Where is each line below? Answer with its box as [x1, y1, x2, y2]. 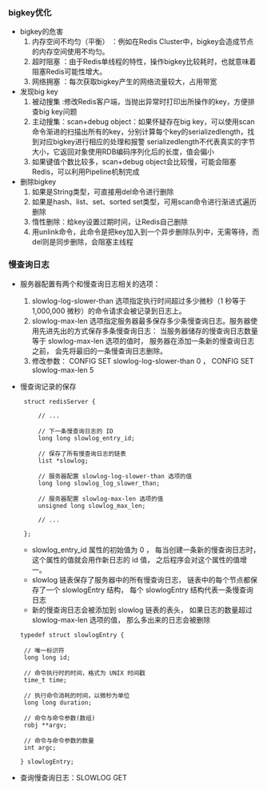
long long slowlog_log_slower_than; [38, 479, 160, 487]
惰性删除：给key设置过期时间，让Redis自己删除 [31, 217, 189, 227]
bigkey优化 [8, 6, 52, 18]
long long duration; [23, 699, 92, 707]
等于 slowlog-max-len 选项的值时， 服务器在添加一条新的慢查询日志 [31, 336, 255, 345]
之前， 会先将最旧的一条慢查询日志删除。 [31, 346, 168, 356]
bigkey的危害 [19, 26, 64, 37]
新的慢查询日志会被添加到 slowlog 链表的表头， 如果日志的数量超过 [31, 605, 253, 615]
